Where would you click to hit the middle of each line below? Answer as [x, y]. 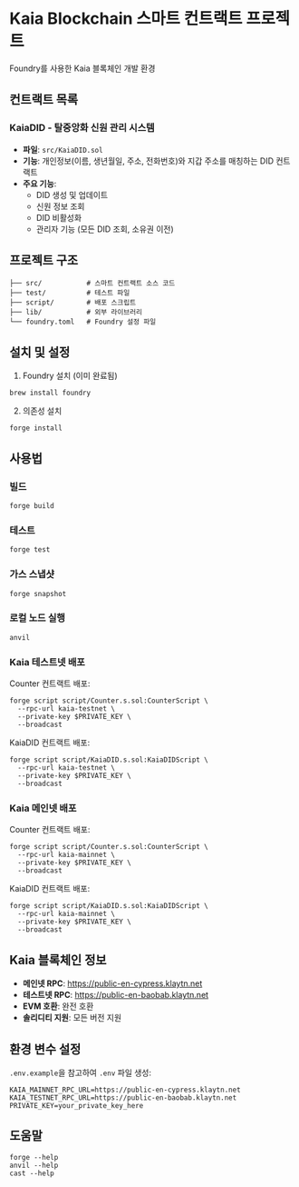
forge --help [34, 1157]
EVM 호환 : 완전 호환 [58, 1006]
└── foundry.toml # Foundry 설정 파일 [83, 322]
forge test [30, 550]
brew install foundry [50, 393]
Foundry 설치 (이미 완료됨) [70, 376]
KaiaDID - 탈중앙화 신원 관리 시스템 [82, 128]
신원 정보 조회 [60, 206]
